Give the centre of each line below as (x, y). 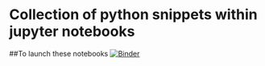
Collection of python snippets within (133, 15)
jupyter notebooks (72, 31)
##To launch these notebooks (59, 53)
